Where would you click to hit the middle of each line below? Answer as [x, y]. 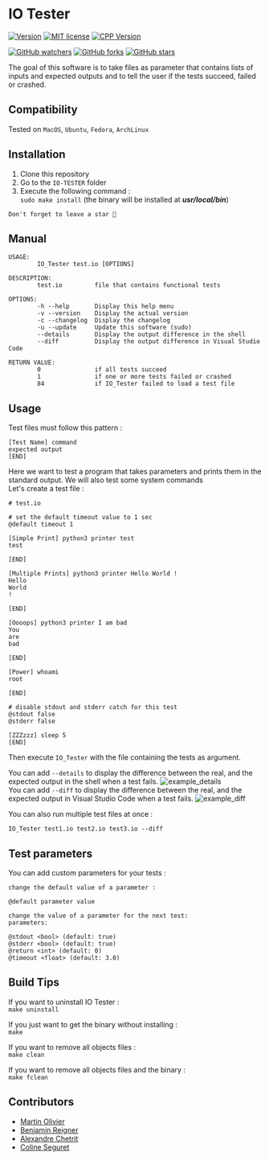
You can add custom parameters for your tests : [87, 873]
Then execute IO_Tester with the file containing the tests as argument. [124, 757]
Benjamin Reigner [49, 1129]
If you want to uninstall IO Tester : [64, 1002]
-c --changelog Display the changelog [104, 321]
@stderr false [32, 721]
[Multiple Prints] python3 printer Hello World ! [93, 574]
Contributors [41, 1102]
